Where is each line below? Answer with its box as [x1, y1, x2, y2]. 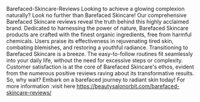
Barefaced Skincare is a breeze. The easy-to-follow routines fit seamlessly [6, 50, 193, 57]
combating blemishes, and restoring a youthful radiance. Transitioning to [6, 44, 188, 51]
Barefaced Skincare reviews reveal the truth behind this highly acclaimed [6, 18, 190, 25]
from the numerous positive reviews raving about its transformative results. [6, 70, 195, 76]
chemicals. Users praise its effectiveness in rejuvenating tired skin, [6, 38, 174, 44]
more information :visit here [6, 83, 76, 90]
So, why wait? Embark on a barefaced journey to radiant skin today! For [6, 76, 185, 83]
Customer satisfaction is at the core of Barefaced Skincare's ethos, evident [6, 63, 195, 70]
